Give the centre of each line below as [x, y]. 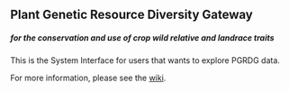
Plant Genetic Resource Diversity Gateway [131, 15]
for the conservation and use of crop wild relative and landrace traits [142, 37]
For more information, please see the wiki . [88, 78]
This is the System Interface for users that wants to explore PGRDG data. [145, 60]
